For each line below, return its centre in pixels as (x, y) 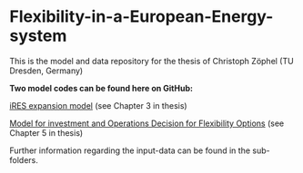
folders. (24, 159)
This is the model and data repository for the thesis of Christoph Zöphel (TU (151, 61)
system (38, 36)
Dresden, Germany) (46, 71)
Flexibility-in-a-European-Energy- (141, 17)
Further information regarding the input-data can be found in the (130, 150)
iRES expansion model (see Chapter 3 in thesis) (99, 105)
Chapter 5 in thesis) (46, 132)
